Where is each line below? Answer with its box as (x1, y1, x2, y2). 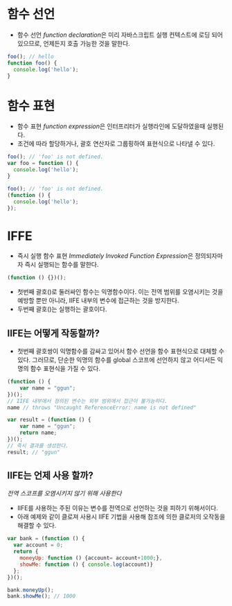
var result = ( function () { (7, 417, 91, 424)
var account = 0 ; (13, 542, 64, 548)
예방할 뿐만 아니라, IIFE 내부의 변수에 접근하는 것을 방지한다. (17, 296, 179, 305)
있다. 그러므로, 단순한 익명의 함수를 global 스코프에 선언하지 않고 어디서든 (17, 356, 216, 364)
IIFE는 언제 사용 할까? (7, 469, 93, 482)
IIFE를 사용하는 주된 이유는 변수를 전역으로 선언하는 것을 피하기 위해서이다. (17, 504, 218, 512)
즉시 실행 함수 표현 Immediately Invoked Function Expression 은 (17, 252, 194, 260)
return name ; (19, 429, 57, 437)
